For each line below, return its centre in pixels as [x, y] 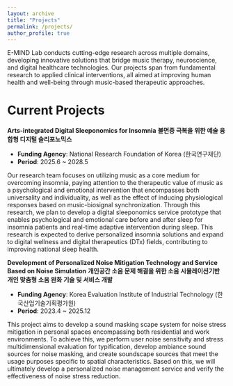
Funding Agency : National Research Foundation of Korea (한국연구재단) [119, 154]
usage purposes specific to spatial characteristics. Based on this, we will [111, 362]
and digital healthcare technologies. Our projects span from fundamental [111, 67]
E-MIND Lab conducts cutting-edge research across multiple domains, [109, 53]
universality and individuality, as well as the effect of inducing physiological [115, 198]
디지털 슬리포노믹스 [46, 139]
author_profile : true [39, 33]
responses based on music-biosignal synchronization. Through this [104, 205]
